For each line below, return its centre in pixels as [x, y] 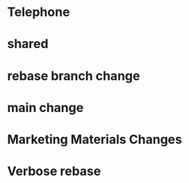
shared [28, 44]
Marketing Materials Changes [95, 139]
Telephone [39, 12]
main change [46, 108]
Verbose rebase [54, 172]
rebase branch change [74, 75]
